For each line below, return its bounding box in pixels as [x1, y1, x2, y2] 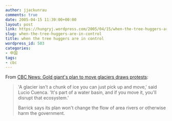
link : [5, 27, 17, 32]
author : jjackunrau [5, 7, 47, 13]
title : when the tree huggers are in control [5, 36, 104, 42]
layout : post [5, 22, 33, 27]
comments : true [5, 12, 38, 17]
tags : [5, 55, 17, 60]
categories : [5, 46, 31, 51]
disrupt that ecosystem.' [17, 95, 69, 101]
